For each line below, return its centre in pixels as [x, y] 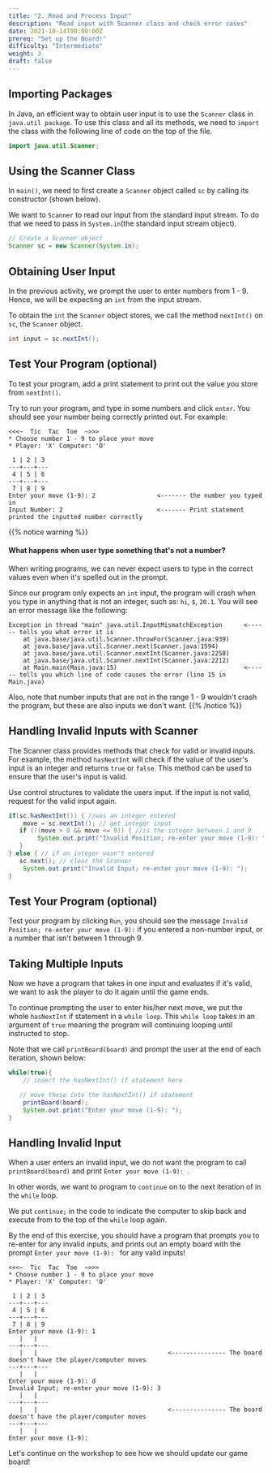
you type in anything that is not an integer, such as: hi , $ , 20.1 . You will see [133, 601]
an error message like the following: [68, 610]
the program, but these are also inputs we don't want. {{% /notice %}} [125, 705]
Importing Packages [60, 94]
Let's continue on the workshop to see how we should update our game [128, 1454]
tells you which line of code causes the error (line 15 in [123, 675]
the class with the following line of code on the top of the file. [110, 131]
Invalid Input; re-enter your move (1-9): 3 [85, 1389]
